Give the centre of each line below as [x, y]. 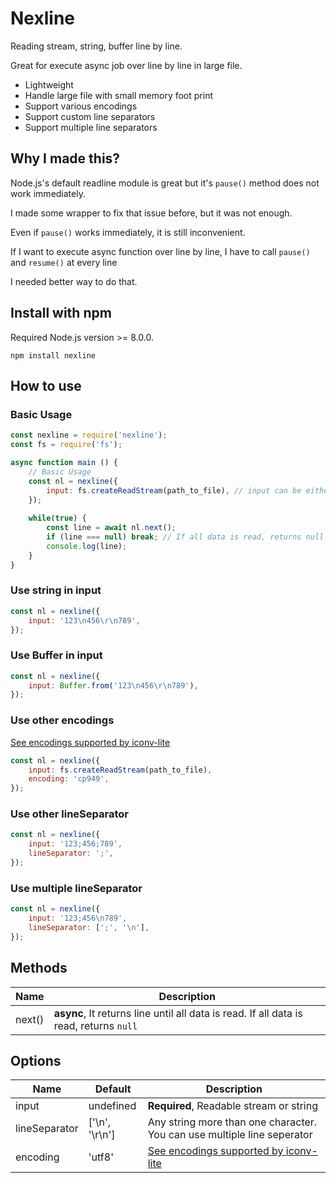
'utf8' [101, 1157]
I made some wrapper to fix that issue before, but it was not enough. [151, 213]
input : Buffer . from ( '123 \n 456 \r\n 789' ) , [113, 685]
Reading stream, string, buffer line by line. [96, 46]
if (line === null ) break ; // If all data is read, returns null [185, 537]
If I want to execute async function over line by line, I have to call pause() [160, 251]
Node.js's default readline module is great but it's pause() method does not [165, 183]
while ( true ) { [57, 518]
